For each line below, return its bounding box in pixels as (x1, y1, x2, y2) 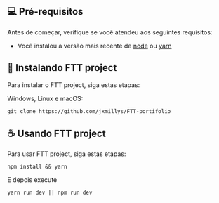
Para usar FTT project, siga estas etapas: (7, 150, 126, 158)
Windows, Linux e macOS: (7, 94, 84, 103)
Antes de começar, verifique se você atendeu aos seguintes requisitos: (7, 27, 213, 37)
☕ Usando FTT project (7, 128, 107, 140)
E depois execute (7, 176, 58, 184)
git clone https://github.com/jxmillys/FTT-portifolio (7, 107, 171, 114)
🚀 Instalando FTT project (7, 62, 117, 74)
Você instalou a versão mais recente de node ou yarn (17, 41, 172, 50)
